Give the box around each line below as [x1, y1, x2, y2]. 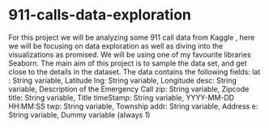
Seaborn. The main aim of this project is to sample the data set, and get [8, 58, 247, 68]
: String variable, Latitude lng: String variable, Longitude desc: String [8, 75, 237, 85]
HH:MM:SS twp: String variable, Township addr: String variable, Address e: [8, 101, 258, 111]
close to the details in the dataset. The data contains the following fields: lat [8, 66, 261, 76]
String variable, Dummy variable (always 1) [8, 109, 151, 119]
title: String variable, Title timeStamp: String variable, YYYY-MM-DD [8, 92, 235, 102]
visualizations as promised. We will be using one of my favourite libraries [8, 49, 251, 59]
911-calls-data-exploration [8, 6, 192, 24]
